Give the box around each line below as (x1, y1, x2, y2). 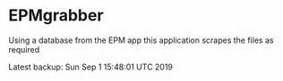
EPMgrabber (8, 5, 104, 26)
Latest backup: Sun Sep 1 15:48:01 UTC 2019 (8, 61, 174, 72)
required (8, 44, 40, 54)
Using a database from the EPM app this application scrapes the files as (8, 35, 274, 45)
